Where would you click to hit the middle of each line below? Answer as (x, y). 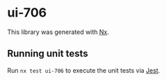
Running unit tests (48, 54)
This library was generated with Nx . (58, 32)
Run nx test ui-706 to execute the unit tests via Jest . (84, 70)
